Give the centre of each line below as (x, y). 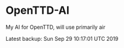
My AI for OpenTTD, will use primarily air (55, 27)
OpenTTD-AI (37, 10)
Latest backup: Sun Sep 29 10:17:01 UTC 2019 (62, 38)
